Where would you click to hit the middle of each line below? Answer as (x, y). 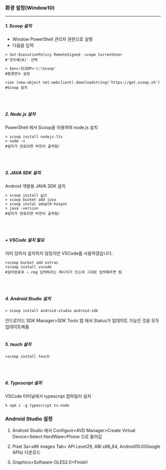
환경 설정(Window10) (30, 7)
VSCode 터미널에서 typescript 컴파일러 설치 (48, 396)
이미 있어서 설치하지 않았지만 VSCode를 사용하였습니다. (59, 253)
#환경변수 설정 (18, 74)
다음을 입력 (23, 45)
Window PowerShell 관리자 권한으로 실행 (52, 39)
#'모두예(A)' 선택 (21, 60)
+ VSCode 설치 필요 (25, 240)
